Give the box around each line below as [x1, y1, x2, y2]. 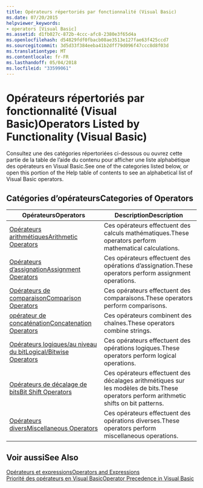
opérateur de [9, 311, 47, 320]
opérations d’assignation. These [103, 262, 193, 270]
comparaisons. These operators [103, 294, 193, 303]
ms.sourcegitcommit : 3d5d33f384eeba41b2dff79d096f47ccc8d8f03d [6, 43, 169, 49]
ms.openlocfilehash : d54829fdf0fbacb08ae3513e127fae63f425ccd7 [6, 37, 169, 43]
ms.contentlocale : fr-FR [6, 54, 69, 60]
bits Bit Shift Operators [9, 388, 72, 397]
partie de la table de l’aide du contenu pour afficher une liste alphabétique [6, 156, 190, 163]
